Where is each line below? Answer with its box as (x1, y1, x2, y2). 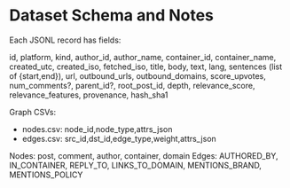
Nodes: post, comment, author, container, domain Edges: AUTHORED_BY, (9, 150, 278, 161)
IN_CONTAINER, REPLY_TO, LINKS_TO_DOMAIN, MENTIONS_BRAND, (9, 160, 262, 170)
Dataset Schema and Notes (9, 5, 215, 26)
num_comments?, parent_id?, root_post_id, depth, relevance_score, (9, 80, 255, 90)
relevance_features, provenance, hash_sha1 (9, 90, 169, 100)
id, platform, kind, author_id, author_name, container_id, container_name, (9, 51, 277, 62)
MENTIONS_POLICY (9, 169, 83, 180)
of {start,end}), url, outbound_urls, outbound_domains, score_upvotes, (9, 70, 266, 81)
